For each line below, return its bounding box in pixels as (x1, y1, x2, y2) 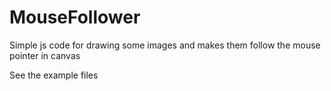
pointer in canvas (9, 49, 81, 61)
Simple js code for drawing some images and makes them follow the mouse (9, 39, 321, 51)
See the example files (9, 69, 99, 81)
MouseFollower (9, 6, 141, 29)
